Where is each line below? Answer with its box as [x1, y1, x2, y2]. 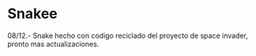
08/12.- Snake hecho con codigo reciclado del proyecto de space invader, [7, 31, 248, 40]
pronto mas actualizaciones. [7, 39, 100, 48]
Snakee [7, 5, 58, 23]
